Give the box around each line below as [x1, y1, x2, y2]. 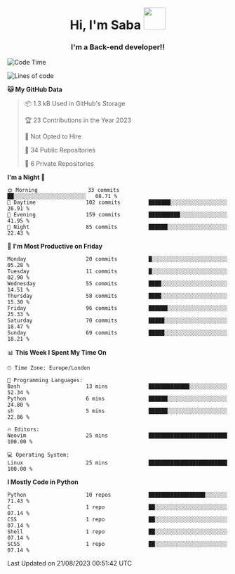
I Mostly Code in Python [7, 478, 79, 486]
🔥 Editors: [7, 426, 40, 433]
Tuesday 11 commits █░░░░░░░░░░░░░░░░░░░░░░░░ [7, 268, 228, 275]
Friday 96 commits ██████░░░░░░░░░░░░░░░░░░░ [7, 305, 228, 312]
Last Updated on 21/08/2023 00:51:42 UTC [7, 559, 132, 568]
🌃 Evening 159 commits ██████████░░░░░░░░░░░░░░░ [7, 211, 228, 218]
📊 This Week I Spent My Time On [7, 348, 107, 357]
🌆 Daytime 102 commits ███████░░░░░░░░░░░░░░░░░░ [7, 199, 228, 207]
